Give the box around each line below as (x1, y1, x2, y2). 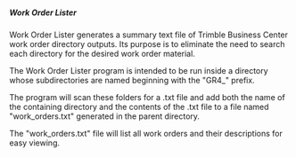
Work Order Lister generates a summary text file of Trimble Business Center (9, 29, 288, 40)
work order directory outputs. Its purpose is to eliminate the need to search (9, 38, 285, 49)
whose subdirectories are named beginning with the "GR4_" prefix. (9, 75, 256, 85)
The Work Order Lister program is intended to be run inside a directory (9, 65, 269, 75)
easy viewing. (9, 137, 61, 148)
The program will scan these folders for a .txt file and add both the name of (9, 91, 285, 102)
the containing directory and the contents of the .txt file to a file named (9, 101, 269, 112)
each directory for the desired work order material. (9, 48, 196, 59)
